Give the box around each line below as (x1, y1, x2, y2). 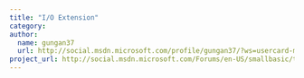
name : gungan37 (17, 38, 75, 48)
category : (9, 22, 47, 30)
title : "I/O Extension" (9, 13, 100, 22)
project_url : (9, 55, 59, 64)
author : (9, 30, 39, 39)
